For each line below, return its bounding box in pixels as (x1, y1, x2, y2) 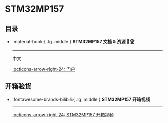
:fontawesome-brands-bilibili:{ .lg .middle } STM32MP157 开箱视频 (12, 96, 150, 102)
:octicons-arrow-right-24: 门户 (12, 66, 76, 72)
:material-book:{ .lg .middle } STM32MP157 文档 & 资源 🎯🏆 (12, 39, 135, 44)
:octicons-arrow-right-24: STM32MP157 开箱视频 (12, 111, 114, 118)
